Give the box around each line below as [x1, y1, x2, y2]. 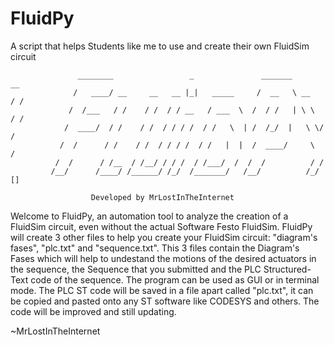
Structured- [263, 263, 312, 275]
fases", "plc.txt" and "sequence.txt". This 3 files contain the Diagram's [10, 242, 300, 254]
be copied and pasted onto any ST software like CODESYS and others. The [10, 295, 320, 307]
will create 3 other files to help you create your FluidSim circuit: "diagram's [10, 231, 318, 243]
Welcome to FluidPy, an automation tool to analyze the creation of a [10, 210, 289, 222]
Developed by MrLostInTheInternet [90, 192, 235, 202]
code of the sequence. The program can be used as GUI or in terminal [30, 273, 320, 286]
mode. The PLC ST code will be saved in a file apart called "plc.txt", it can [10, 284, 314, 296]
